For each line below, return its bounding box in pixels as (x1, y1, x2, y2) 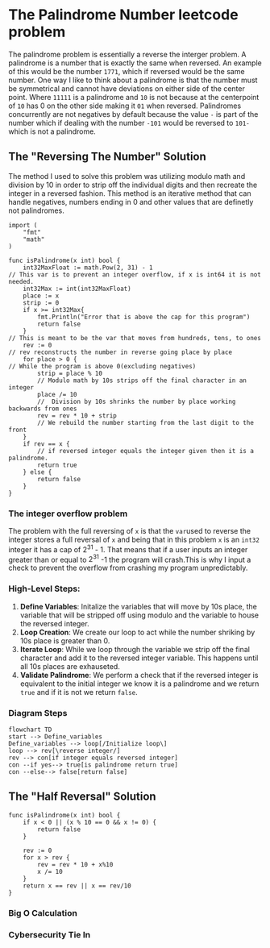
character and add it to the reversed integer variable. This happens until (19, 653, 259, 663)
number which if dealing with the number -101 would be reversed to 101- (8, 118, 250, 127)
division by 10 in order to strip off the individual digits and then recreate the (8, 180, 258, 189)
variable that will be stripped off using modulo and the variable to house (19, 610, 260, 620)
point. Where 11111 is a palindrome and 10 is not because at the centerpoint (8, 92, 260, 102)
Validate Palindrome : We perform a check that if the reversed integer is (19, 670, 259, 680)
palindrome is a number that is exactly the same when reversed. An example (8, 58, 262, 68)
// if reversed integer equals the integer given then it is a (37, 447, 254, 455)
